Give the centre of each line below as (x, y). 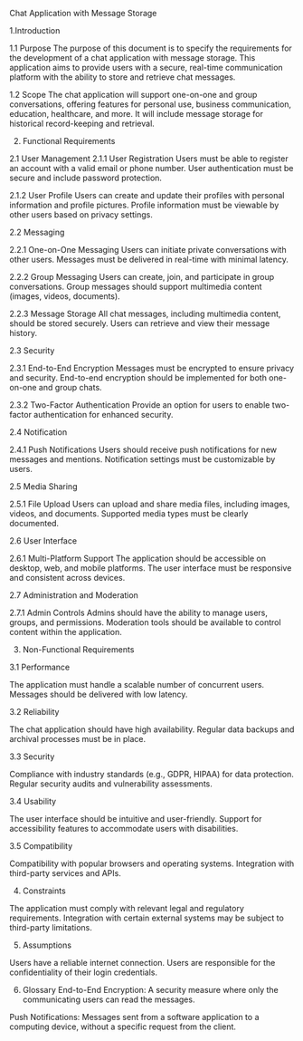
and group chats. (70, 387)
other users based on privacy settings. (81, 215)
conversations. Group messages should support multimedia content (136, 286)
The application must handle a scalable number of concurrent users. (137, 684)
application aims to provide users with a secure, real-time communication (146, 67)
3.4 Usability (33, 801)
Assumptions (47, 945)
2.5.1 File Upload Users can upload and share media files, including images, (150, 504)
